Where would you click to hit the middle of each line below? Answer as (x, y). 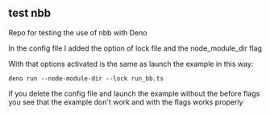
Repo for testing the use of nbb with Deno (78, 32)
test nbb (29, 13)
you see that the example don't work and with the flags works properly (126, 102)
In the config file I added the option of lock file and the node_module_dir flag (135, 48)
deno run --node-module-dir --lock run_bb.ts (86, 78)
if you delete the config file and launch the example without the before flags (134, 93)
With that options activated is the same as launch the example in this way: (131, 64)
